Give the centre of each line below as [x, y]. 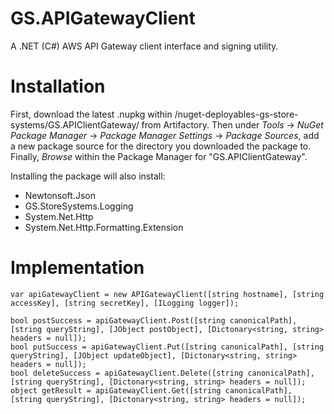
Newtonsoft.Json [60, 195]
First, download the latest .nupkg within [91, 114]
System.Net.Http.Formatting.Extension [104, 227]
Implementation [77, 268]
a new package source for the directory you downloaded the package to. [161, 146]
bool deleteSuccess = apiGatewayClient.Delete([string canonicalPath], [162, 373]
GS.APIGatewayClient [103, 18]
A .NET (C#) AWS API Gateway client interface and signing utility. [144, 46]
